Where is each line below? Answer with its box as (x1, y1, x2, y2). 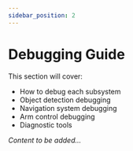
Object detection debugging (19, 95, 112, 105)
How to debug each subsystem (19, 87, 121, 96)
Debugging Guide (8, 45, 126, 63)
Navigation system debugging (19, 103, 117, 112)
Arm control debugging (19, 112, 96, 121)
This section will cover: (8, 72, 83, 81)
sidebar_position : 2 (8, 11, 76, 20)
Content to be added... (8, 135, 82, 145)
